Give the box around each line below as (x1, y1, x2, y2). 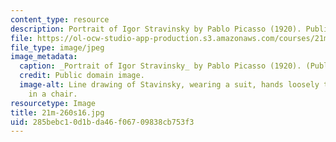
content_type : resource (10, 14, 110, 25)
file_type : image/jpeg (10, 42, 105, 53)
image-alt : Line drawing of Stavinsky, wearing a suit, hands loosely (19, 80, 320, 90)
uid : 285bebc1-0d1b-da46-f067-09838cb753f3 (10, 117, 195, 127)
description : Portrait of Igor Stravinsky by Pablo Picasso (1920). (10, 24, 302, 34)
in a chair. (28, 89, 78, 99)
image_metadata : (10, 52, 78, 62)
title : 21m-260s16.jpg (10, 107, 105, 118)
